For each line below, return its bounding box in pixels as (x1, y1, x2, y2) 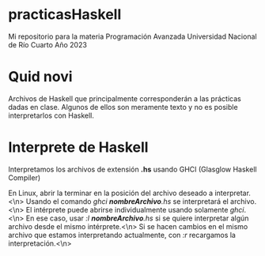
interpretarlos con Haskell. (8, 111, 95, 120)
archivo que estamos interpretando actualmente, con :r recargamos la (8, 230, 236, 239)
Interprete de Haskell (8, 138, 149, 156)
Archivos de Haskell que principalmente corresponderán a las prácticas (8, 93, 241, 104)
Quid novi (8, 68, 73, 86)
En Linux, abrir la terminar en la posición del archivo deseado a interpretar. (8, 188, 252, 198)
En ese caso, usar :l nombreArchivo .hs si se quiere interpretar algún (25, 213, 249, 223)
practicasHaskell (8, 6, 122, 24)
